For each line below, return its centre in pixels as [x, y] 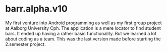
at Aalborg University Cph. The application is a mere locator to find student [83, 28]
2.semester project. [25, 44]
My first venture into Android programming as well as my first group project [84, 23]
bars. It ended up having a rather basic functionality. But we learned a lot [81, 33]
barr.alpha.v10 [37, 9]
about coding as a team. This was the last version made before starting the [83, 39]
